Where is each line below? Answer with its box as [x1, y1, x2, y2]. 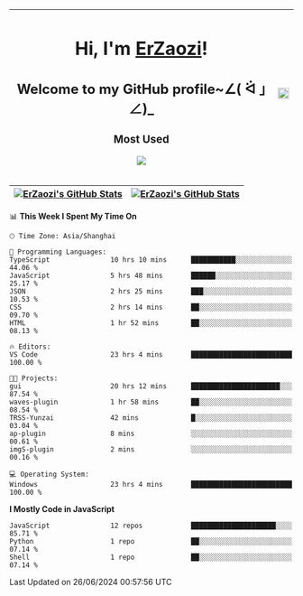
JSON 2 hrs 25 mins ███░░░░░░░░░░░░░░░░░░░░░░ [9, 287, 293, 296]
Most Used [113, 132, 170, 146]
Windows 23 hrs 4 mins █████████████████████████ [9, 480, 293, 489]
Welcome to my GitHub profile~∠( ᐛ [16, 80, 256, 98]
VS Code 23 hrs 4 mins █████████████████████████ [9, 350, 293, 359]
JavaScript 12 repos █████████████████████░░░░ [9, 521, 293, 531]
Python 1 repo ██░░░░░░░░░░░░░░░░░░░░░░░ [9, 537, 293, 546]
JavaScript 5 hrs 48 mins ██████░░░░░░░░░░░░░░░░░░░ [9, 271, 293, 281]
